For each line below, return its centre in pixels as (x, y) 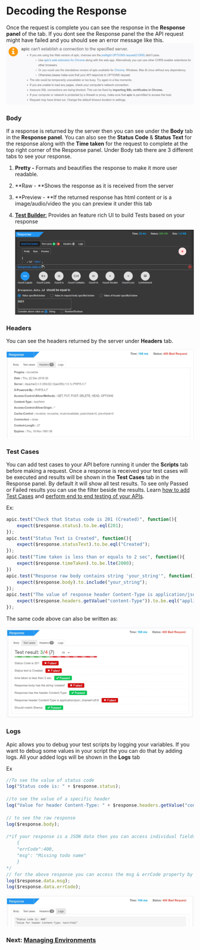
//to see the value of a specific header (58, 799)
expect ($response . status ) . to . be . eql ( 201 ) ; (70, 525)
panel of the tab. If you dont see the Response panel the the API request (95, 33)
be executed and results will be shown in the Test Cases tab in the (88, 477)
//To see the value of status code (50, 780)
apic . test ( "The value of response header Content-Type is (79, 595)
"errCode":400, (36, 849)
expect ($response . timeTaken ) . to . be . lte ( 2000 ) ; (76, 563)
